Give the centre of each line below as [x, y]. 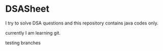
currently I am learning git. [33, 33]
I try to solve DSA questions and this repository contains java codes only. [82, 23]
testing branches [23, 43]
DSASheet [27, 9]
